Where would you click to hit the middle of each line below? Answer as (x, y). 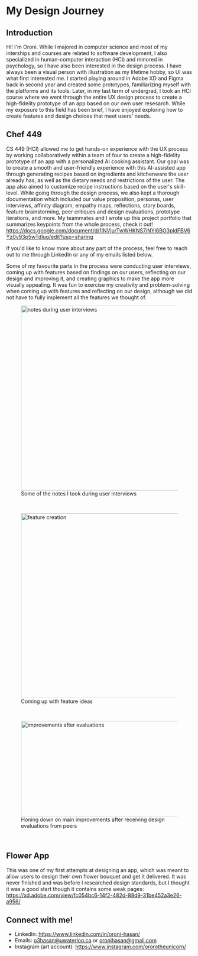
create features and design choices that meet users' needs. (79, 116)
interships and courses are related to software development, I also (87, 53)
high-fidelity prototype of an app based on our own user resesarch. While (96, 103)
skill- (180, 186)
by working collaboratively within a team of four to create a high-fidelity (93, 155)
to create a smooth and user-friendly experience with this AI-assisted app (96, 167)
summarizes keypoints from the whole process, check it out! (79, 224)
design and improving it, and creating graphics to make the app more (90, 278)
